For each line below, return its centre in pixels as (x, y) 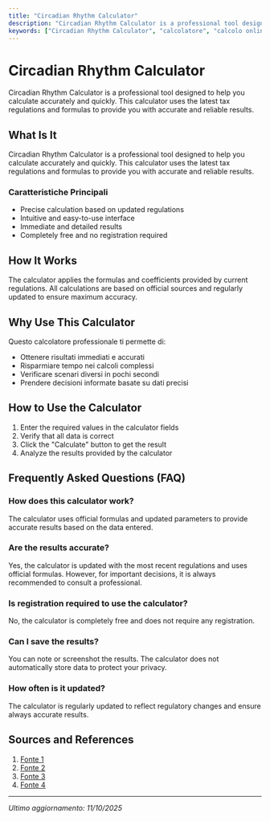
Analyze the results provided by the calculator (96, 453)
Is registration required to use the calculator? (98, 603)
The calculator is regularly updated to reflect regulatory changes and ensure (135, 706)
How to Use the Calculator (75, 408)
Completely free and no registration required (94, 235)
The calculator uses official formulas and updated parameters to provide (128, 518)
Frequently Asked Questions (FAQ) (97, 478)
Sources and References (71, 740)
